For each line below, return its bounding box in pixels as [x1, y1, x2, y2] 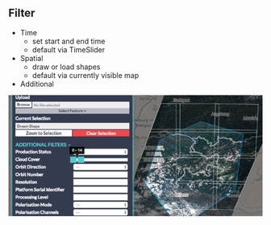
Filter [8, 6, 35, 20]
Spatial [19, 53, 44, 63]
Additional [19, 79, 54, 88]
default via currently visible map [31, 70, 140, 80]
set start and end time [31, 36, 106, 46]
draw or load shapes [31, 62, 101, 72]
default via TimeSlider [31, 44, 106, 55]
